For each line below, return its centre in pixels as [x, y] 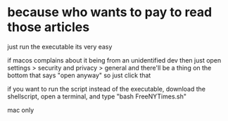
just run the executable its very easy [60, 46]
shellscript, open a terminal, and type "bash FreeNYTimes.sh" [97, 96]
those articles [49, 27]
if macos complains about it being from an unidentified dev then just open [114, 60]
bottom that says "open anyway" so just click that [79, 75]
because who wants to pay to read [110, 12]
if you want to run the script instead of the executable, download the [107, 89]
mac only [21, 110]
